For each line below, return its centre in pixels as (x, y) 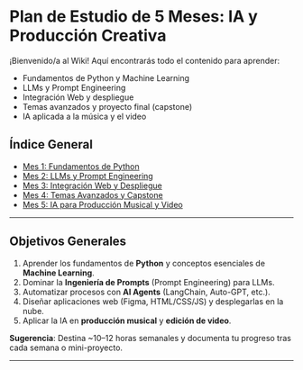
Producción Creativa (88, 36)
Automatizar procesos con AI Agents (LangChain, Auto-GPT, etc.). (146, 292)
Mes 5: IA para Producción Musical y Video (102, 204)
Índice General (51, 144)
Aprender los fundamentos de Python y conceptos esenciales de (144, 263)
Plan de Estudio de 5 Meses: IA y (134, 17)
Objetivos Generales (68, 242)
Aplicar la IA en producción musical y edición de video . (127, 320)
